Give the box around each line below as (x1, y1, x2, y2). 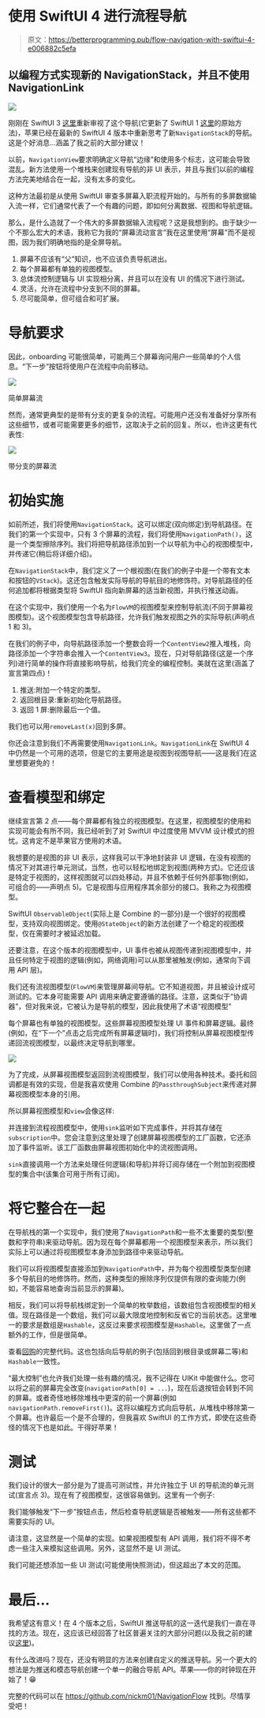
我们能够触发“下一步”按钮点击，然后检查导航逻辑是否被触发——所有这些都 (8, 1507, 250, 1517)
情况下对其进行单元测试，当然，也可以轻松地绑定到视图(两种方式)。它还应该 (8, 862, 256, 872)
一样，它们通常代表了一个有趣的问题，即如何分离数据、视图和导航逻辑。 (21, 200, 257, 210)
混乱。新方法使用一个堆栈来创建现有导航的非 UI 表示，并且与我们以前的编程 (8, 164, 255, 174)
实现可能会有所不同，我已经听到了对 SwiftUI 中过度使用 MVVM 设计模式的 (8, 826, 248, 835)
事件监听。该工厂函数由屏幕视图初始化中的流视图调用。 (21, 1142, 202, 1152)
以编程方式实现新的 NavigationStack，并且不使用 (8, 69, 250, 82)
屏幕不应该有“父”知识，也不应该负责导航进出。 (19, 254, 172, 263)
